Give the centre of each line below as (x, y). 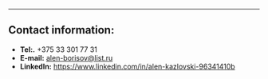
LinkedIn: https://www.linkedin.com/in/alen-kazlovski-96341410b (127, 66)
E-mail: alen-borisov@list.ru (66, 57)
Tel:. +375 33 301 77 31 (59, 49)
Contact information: (61, 30)
